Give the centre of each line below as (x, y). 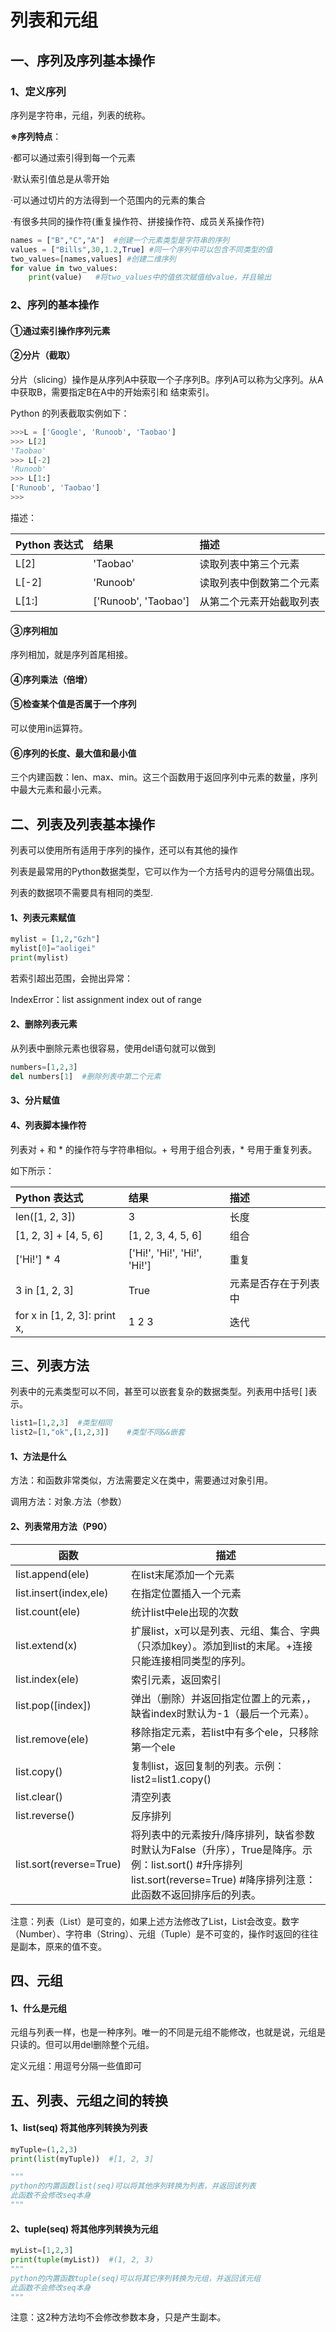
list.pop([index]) (53, 1705)
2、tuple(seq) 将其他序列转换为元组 (84, 2228)
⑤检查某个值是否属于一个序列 (73, 704)
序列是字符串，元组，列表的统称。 (80, 115)
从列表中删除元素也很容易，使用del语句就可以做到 (113, 1048)
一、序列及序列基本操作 (82, 60)
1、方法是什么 (39, 1456)
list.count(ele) (48, 1611)
